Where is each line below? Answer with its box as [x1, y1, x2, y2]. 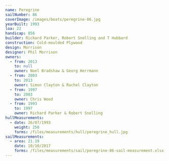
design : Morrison [5, 45, 42, 50]
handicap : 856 [5, 31, 35, 36]
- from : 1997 [10, 87, 37, 92]
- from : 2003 [10, 73, 37, 78]
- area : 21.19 [10, 139, 39, 144]
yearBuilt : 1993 [5, 21, 39, 27]
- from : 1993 [10, 101, 37, 106]
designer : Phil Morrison [5, 49, 58, 55]
